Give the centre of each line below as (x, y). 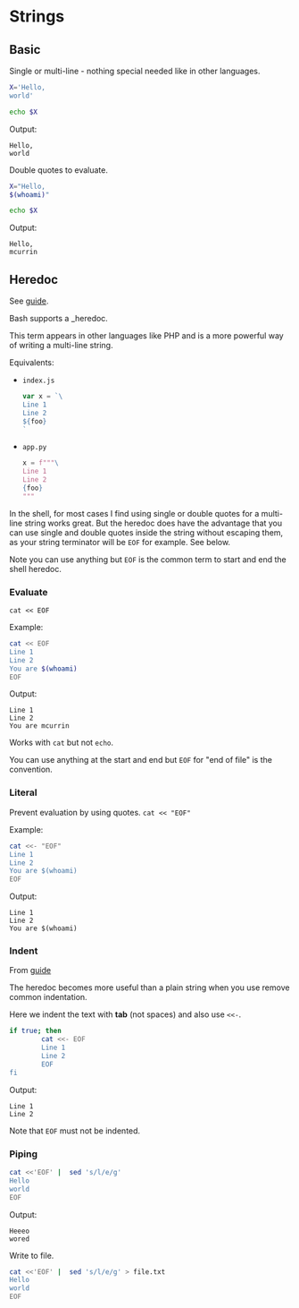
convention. (31, 769)
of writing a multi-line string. (61, 346)
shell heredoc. (36, 569)
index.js (38, 381)
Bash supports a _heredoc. (59, 319)
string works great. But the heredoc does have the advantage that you (154, 523)
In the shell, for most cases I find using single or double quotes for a (134, 513)
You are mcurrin (39, 726)
